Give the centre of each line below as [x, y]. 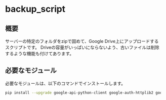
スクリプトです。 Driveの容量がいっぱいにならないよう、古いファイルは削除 [82, 47]
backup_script [35, 9]
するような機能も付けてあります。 [40, 53]
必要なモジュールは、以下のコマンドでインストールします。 [65, 83]
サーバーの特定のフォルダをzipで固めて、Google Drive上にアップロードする [82, 41]
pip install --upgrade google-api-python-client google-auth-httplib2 [79, 93]
